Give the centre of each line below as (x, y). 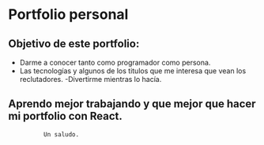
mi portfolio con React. (65, 116)
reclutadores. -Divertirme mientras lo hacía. (91, 79)
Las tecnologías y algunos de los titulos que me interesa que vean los (133, 71)
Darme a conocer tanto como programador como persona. (115, 62)
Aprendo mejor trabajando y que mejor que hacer (132, 104)
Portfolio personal (68, 15)
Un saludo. (61, 134)
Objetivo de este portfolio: (74, 44)
